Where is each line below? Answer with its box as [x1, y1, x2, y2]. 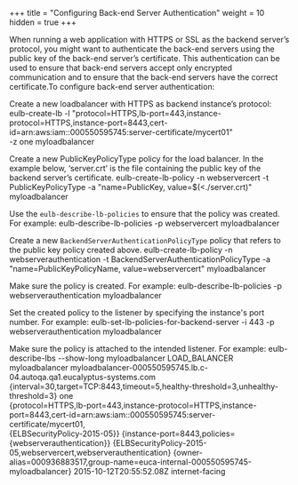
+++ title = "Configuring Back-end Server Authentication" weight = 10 [9, 8, 265, 18]
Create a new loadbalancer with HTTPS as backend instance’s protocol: [9, 99, 272, 109]
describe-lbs [9, 353, 56, 363]
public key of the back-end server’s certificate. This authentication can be [9, 53, 280, 63]
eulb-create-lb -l [9, 108, 70, 118]
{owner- [173, 448, 203, 457]
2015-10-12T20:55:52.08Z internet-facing [73, 466, 226, 476]
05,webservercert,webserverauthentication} [9, 448, 172, 457]
